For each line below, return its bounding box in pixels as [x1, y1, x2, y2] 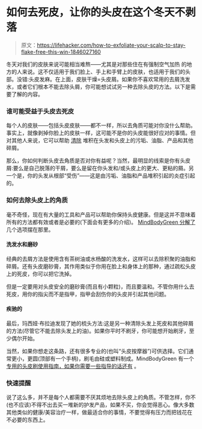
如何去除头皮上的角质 [6, 196, 68, 205]
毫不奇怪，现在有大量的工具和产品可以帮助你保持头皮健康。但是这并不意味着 [6, 211, 196, 218]
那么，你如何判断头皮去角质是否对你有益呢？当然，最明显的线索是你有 [6, 157, 180, 164]
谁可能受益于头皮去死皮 [6, 107, 74, 115]
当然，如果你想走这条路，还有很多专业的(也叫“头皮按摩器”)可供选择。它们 [6, 347, 189, 355]
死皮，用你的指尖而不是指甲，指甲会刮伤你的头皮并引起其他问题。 [6, 290, 170, 298]
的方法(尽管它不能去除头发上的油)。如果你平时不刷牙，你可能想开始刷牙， [6, 327, 189, 334]
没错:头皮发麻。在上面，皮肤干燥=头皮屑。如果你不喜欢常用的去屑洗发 [16, 76, 191, 83]
